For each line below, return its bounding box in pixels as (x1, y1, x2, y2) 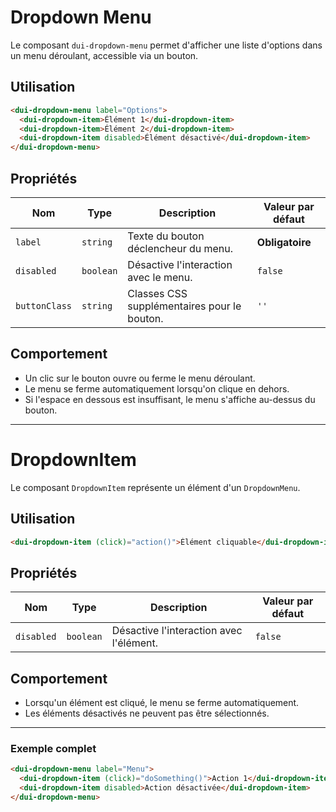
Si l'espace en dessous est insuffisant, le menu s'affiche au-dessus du (24, 393, 316, 405)
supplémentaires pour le (127, 299, 242, 313)
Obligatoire (256, 235, 312, 249)
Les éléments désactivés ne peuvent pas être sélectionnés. (24, 707, 270, 719)
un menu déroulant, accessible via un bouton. (10, 49, 199, 61)
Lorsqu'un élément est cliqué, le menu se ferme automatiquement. (24, 697, 300, 708)
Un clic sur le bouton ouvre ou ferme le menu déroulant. (24, 372, 256, 384)
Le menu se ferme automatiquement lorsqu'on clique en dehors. (24, 382, 290, 395)
